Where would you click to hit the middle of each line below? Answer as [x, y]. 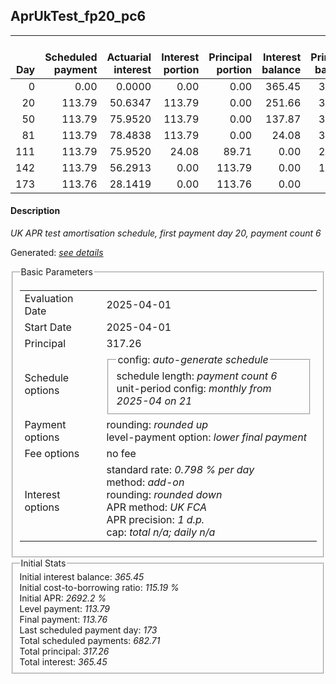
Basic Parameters [56, 272]
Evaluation [49, 298]
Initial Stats [43, 563]
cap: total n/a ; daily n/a [161, 532]
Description [35, 211]
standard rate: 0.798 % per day [180, 469]
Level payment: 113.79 [64, 609]
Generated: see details [57, 253]
